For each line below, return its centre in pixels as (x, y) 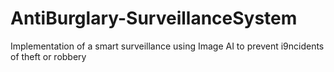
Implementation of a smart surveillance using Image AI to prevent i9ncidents (167, 46)
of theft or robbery (48, 56)
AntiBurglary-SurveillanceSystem (154, 18)
